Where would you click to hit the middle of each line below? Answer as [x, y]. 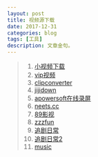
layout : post [26, 13]
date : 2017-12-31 [32, 26]
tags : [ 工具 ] [25, 39]
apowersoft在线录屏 [62, 98]
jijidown [45, 90]
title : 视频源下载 [31, 20]
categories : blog [32, 33]
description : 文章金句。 [40, 46]
